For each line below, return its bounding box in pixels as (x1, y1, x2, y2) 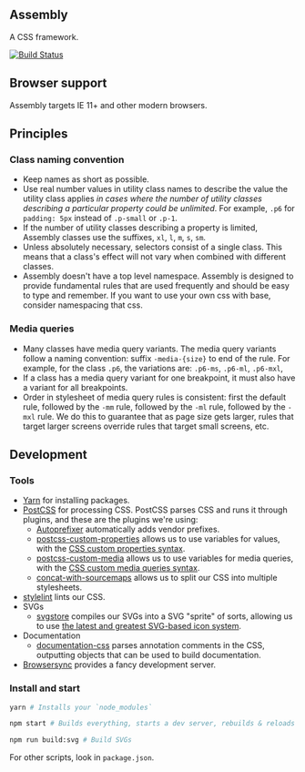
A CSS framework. (9, 31, 79, 42)
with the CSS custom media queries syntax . (36, 563, 200, 574)
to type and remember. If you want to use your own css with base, (22, 290, 271, 301)
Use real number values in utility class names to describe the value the (22, 184, 289, 195)
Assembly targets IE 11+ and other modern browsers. (9, 99, 208, 110)
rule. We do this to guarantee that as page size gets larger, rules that (37, 411, 294, 422)
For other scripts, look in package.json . (9, 752, 155, 763)
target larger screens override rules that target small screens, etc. (22, 421, 269, 432)
